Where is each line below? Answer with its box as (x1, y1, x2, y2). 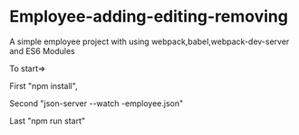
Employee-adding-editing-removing (9, 6, 288, 27)
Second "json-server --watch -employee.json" (9, 97, 184, 109)
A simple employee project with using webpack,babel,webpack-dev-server (9, 36, 290, 47)
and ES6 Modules (9, 45, 75, 56)
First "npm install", (9, 80, 79, 91)
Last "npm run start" (9, 115, 86, 126)
